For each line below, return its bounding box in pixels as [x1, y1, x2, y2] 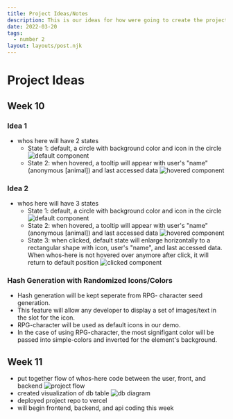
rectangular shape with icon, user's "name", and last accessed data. [27, 244, 223, 252]
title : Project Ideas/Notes [7, 10, 89, 17]
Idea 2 [7, 183, 29, 193]
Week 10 [7, 100, 45, 112]
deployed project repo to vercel [17, 397, 107, 405]
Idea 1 [7, 121, 28, 131]
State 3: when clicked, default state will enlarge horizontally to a [27, 236, 211, 245]
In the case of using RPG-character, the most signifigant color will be [17, 328, 214, 337]
